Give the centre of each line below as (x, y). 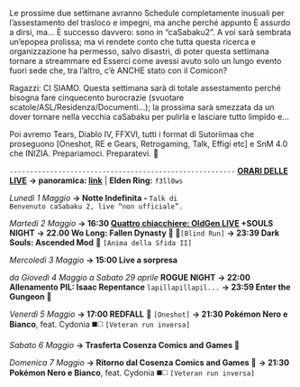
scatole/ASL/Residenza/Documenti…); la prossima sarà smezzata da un (142, 107)
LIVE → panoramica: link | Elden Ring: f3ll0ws (96, 180)
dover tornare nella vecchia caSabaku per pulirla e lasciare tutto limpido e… (150, 117)
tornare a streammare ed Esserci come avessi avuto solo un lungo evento (145, 61)
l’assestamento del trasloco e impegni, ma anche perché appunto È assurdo (150, 23)
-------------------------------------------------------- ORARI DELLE (149, 171)
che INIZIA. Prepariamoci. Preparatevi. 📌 (84, 153)
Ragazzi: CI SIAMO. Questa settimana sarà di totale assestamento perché (145, 88)
